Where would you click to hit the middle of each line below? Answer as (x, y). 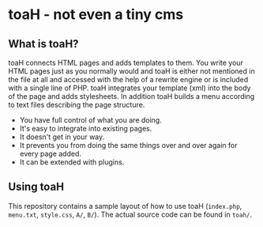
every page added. (50, 153)
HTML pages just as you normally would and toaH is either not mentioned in (131, 71)
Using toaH (36, 187)
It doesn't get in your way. (62, 137)
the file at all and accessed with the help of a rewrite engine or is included (128, 79)
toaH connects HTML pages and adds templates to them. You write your (126, 62)
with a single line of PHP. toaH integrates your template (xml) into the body (130, 88)
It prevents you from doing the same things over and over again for (128, 145)
